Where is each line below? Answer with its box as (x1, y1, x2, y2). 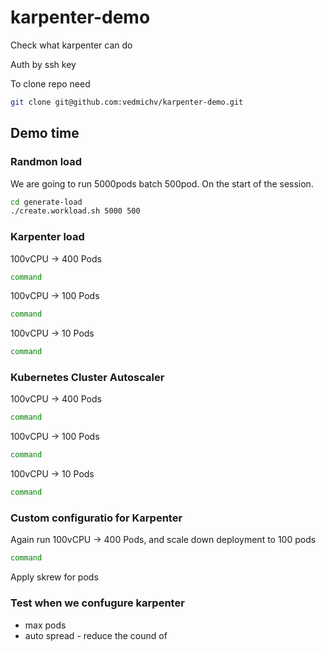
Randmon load (10, 155, 83, 169)
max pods (24, 619, 67, 631)
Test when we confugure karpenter (10, 596, 185, 610)
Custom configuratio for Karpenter (10, 511, 183, 525)
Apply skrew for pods (10, 571, 99, 583)
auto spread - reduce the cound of (24, 629, 168, 641)
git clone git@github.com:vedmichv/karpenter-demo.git (10, 97, 244, 107)
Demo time (10, 125, 80, 142)
